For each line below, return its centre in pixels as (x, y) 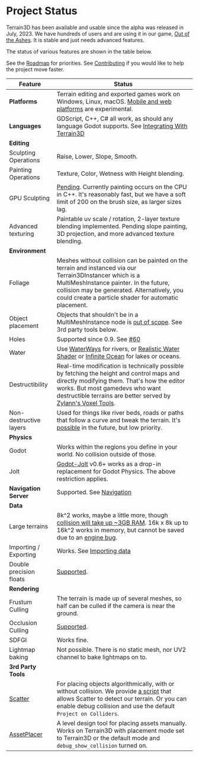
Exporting (23, 554)
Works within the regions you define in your (117, 447)
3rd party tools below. (87, 329)
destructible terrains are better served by (114, 395)
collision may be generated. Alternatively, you (120, 290)
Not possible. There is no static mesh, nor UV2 (121, 649)
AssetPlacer (26, 734)
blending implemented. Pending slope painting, (122, 226)
